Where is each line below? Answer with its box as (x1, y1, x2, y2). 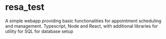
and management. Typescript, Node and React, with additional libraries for (5, 23, 158, 29)
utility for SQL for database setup (5, 28, 73, 34)
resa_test (5, 1, 45, 13)
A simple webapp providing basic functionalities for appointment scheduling (5, 18, 162, 24)
